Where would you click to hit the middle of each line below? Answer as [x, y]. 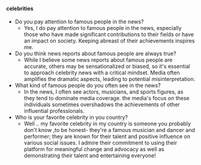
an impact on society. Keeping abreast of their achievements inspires [109, 41]
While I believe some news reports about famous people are [98, 60]
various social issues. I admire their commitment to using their [100, 143]
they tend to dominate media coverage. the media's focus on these [107, 98]
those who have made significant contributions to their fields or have [109, 34]
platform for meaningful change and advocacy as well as [94, 149]
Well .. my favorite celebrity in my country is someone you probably [107, 124]
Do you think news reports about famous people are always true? [95, 53]
